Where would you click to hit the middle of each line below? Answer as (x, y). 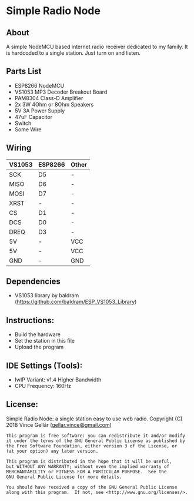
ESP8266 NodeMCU (39, 85)
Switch (23, 123)
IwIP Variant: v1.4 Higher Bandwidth (58, 380)
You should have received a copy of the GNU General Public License (92, 487)
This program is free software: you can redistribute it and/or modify (96, 436)
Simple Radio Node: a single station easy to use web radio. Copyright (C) (94, 419)
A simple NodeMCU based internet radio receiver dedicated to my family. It (97, 47)
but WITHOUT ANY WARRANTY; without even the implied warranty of (88, 466)
